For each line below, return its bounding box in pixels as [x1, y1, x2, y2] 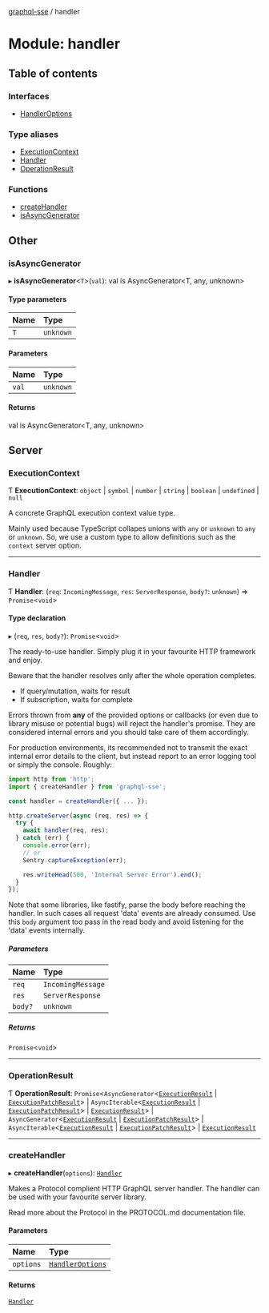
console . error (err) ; [22, 841, 91, 849]
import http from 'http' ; [8, 775, 94, 783]
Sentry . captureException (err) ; [22, 856, 127, 864]
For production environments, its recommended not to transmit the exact [8, 742, 248, 752]
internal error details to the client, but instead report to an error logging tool [8, 751, 256, 761]
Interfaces [8, 90, 50, 102]
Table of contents [8, 66, 98, 80]
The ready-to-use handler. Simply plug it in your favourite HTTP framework [8, 646, 256, 656]
